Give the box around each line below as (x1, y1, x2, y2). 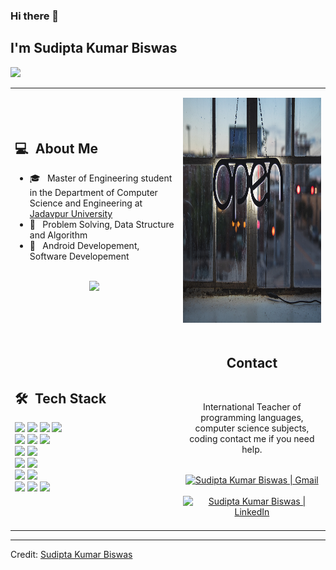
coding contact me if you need (189, 432, 315, 444)
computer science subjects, (194, 422, 310, 434)
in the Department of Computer (29, 187, 158, 199)
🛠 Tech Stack (14, 390, 107, 407)
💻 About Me (14, 140, 99, 157)
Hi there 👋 (10, 9, 60, 23)
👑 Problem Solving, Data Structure (29, 219, 175, 231)
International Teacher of (202, 400, 302, 413)
